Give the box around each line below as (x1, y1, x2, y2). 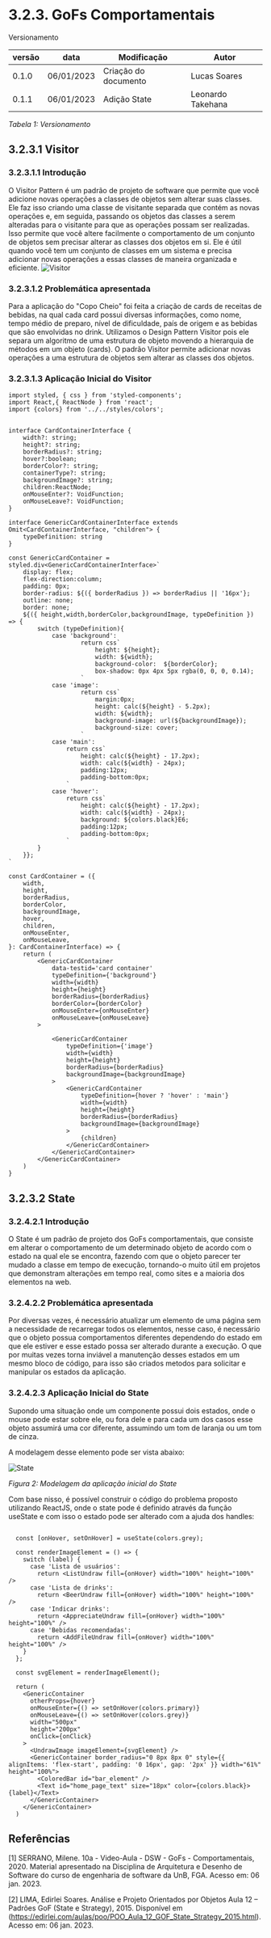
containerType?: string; (23, 469, 106, 478)
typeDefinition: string (23, 533, 103, 541)
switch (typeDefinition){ (37, 625, 125, 633)
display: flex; (23, 568, 74, 576)
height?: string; (23, 441, 81, 450)
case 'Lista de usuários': (29, 1562, 121, 1570)
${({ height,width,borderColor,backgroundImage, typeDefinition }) (23, 610, 254, 619)
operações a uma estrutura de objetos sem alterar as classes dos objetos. (8, 353, 255, 362)
